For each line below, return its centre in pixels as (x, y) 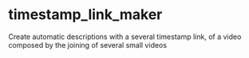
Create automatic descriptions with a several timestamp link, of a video (125, 37)
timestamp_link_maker (85, 15)
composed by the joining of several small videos (88, 44)
